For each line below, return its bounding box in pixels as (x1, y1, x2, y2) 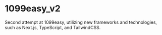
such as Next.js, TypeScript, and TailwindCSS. (5, 24, 101, 30)
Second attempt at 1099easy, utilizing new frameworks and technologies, (5, 19, 157, 25)
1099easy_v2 (5, 3, 61, 14)
